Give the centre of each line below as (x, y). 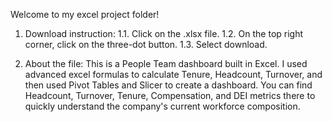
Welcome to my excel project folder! (85, 14)
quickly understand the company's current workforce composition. (162, 106)
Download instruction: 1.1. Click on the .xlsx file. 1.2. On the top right (164, 33)
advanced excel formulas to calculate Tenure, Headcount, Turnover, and (173, 74)
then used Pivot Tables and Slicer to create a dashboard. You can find (168, 85)
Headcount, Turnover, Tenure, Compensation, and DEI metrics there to (170, 95)
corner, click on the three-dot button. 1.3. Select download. (146, 44)
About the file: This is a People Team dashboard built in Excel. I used (166, 63)
